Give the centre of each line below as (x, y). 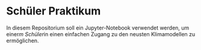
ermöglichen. (23, 40)
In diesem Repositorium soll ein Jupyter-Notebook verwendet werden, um (98, 28)
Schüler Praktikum (54, 11)
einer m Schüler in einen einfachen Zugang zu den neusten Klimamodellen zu (101, 34)
